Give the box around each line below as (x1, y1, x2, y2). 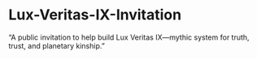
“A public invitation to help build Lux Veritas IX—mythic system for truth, (8, 32, 250, 42)
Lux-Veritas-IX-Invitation (8, 6, 181, 24)
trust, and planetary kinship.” (8, 40, 106, 50)
